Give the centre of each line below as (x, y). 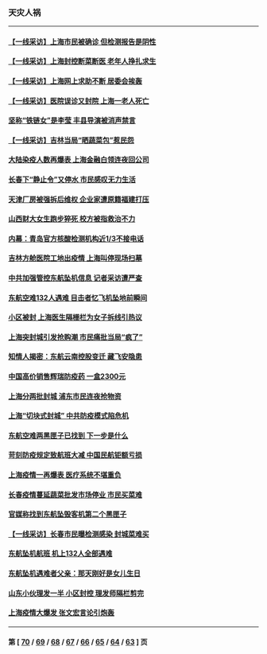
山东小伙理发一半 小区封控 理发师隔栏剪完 (76, 593)
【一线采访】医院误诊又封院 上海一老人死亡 (79, 100)
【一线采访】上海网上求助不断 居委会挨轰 (75, 81)
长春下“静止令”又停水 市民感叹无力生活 (72, 180)
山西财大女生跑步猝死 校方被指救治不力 (72, 219)
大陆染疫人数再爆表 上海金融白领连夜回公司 (79, 160)
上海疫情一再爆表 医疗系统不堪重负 (65, 474)
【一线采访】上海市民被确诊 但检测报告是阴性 (82, 41)
